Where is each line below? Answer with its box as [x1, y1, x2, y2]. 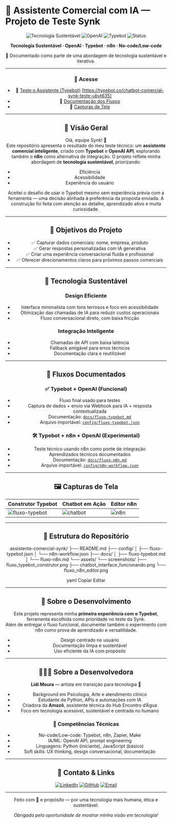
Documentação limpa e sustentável [53, 643, 127, 649]
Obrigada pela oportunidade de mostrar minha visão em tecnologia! [13, 812, 159, 818]
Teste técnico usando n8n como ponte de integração [34, 446, 146, 452]
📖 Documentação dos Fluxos [59, 98, 120, 104]
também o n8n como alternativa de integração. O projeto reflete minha [11, 154, 161, 160]
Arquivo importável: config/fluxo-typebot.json [40, 419, 140, 425]
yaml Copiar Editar [66, 577, 106, 583]
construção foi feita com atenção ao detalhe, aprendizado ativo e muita [11, 200, 161, 207]
